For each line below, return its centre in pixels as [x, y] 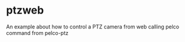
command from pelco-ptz [38, 33]
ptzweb [25, 10]
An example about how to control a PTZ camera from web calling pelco [92, 27]
